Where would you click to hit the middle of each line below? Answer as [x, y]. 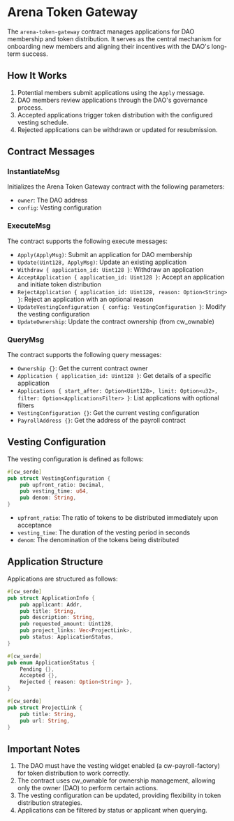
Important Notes [44, 749]
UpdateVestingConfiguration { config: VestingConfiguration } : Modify [122, 306]
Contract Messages [51, 152]
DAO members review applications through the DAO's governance [112, 100]
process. [30, 107]
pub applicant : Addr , [51, 604]
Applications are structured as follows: [63, 579]
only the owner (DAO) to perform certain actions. [88, 788]
